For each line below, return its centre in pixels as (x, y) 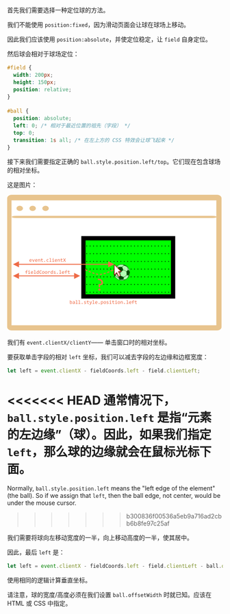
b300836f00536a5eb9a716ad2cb (174, 516)
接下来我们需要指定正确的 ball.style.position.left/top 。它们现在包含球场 (114, 161)
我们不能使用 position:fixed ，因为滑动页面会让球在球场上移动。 (99, 25)
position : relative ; (42, 89)
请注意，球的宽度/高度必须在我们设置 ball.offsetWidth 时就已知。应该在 (110, 595)
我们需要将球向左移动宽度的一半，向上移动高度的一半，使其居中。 (100, 538)
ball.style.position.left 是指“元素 (110, 417)
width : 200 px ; (33, 75)
